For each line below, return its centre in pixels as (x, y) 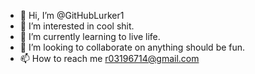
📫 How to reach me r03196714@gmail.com (109, 58)
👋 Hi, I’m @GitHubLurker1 (72, 15)
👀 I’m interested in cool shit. (77, 26)
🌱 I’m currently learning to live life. (90, 36)
